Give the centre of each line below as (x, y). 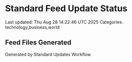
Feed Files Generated (38, 43)
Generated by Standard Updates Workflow (48, 54)
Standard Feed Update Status (66, 9)
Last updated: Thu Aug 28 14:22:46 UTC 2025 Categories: (64, 22)
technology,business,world (32, 27)
